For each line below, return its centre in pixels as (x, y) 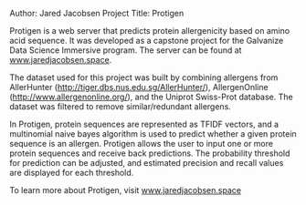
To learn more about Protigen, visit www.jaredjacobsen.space (126, 190)
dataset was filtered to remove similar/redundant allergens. (120, 107)
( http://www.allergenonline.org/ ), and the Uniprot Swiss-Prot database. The (152, 97)
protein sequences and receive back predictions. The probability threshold (150, 153)
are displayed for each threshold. (72, 173)
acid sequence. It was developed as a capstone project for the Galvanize (147, 41)
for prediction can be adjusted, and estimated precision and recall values (147, 163)
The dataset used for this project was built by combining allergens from (144, 77)
